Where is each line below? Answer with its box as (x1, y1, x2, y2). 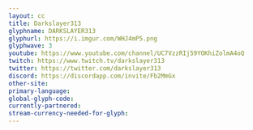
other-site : (8, 79, 49, 87)
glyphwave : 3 (8, 42, 53, 50)
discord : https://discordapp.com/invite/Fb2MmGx (8, 72, 176, 80)
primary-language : (8, 86, 71, 95)
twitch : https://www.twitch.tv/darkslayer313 (8, 57, 165, 65)
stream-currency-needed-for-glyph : (8, 110, 129, 118)
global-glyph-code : (8, 94, 75, 103)
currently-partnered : (8, 102, 82, 110)
